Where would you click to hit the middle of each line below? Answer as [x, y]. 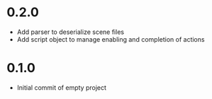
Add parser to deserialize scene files [71, 32]
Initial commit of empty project [62, 87]
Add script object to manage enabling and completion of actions [111, 39]
